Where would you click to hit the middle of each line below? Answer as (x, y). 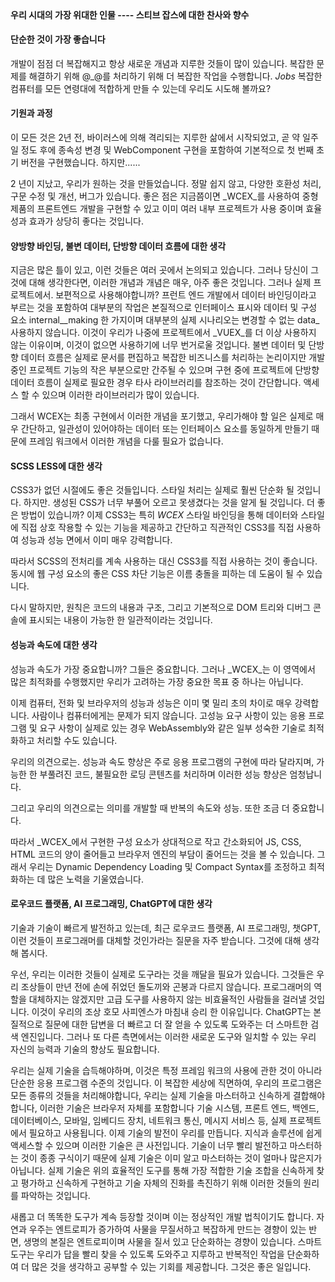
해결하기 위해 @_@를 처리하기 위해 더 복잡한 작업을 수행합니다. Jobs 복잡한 (175, 76)
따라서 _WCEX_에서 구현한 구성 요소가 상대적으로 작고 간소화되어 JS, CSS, (156, 841)
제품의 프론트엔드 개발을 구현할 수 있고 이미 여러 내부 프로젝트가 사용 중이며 (157, 208)
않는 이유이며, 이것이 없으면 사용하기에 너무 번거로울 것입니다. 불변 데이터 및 (158, 345)
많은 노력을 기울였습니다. (95, 879)
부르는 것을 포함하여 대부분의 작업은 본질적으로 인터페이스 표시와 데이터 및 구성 (164, 308)
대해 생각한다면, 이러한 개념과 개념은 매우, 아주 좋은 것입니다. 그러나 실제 (170, 283)
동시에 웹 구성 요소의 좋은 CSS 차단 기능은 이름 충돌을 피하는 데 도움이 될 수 (157, 574)
